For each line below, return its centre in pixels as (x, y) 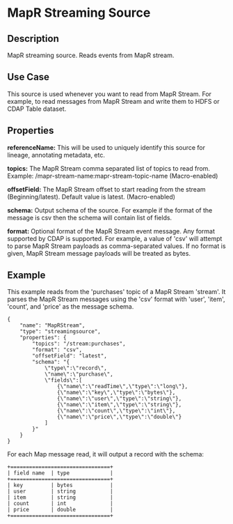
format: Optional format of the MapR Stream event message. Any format (111, 231)
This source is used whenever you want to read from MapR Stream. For (110, 94)
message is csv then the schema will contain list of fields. (90, 217)
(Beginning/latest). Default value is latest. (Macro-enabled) (91, 196)
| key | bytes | (60, 486)
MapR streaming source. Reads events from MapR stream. (91, 55)
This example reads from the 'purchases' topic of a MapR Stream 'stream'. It (116, 292)
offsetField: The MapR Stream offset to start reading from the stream (107, 189)
